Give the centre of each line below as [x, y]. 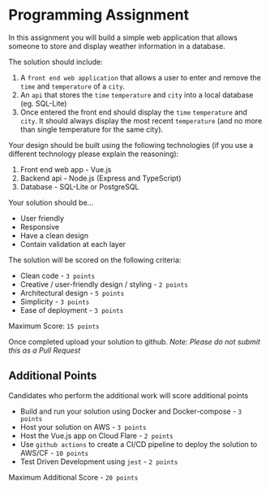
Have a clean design [54, 235]
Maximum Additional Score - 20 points [73, 477]
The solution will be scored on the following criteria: [95, 260]
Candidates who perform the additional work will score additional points [129, 395]
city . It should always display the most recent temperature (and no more [141, 120]
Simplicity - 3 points [55, 301]
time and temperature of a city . [73, 86]
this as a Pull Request [45, 350]
